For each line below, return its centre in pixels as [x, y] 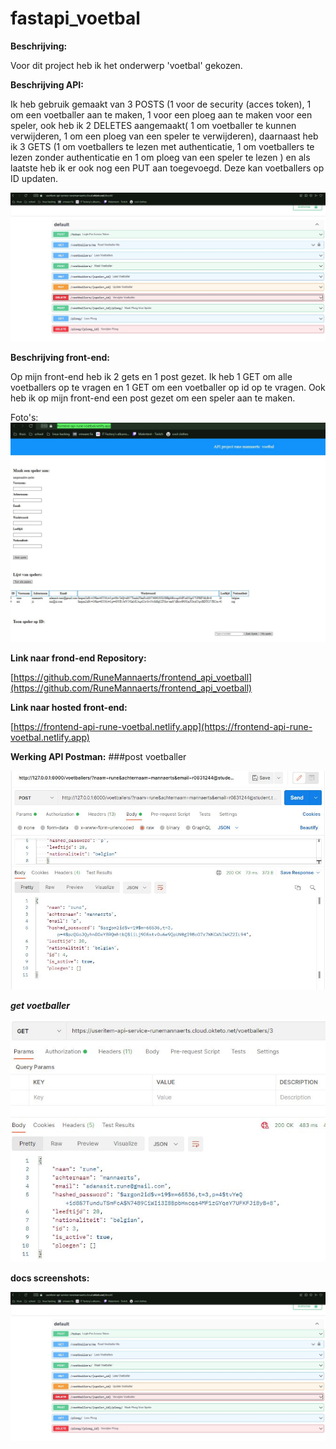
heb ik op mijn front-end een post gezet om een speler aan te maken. [153, 398]
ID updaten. [34, 178]
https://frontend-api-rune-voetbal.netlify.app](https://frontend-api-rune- [163, 727]
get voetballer [40, 1006]
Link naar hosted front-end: [69, 708]
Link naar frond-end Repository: [78, 658]
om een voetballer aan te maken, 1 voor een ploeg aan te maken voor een [161, 114]
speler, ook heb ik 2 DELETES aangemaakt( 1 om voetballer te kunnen [153, 125]
